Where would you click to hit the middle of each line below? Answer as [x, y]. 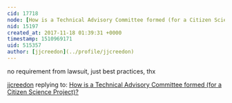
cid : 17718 [23, 13]
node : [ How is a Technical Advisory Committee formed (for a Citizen [109, 20]
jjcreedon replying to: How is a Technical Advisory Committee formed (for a [115, 84]
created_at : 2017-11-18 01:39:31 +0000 [65, 33]
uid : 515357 [24, 45]
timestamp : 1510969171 [40, 39]
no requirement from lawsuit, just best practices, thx [81, 71]
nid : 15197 [23, 26]
